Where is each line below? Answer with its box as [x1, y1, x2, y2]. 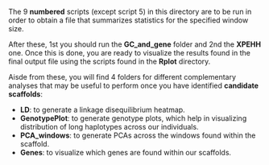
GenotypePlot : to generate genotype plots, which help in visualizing [19, 113, 247, 123]
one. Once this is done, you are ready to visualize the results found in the [8, 48, 251, 57]
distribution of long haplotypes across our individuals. [19, 122, 199, 131]
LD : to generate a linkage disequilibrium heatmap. [19, 105, 185, 114]
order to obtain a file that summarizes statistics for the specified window [8, 15, 249, 25]
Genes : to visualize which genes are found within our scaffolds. [19, 148, 232, 157]
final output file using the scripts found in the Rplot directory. [8, 56, 211, 66]
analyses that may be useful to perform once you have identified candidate [8, 80, 259, 90]
